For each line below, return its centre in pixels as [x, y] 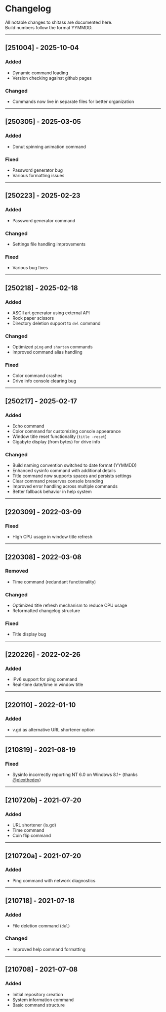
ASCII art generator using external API [51, 313]
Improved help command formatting [49, 949]
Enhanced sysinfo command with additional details [64, 471]
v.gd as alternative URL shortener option [53, 729]
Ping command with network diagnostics [54, 880]
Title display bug [29, 634]
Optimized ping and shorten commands [52, 347]
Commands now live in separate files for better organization [73, 101]
